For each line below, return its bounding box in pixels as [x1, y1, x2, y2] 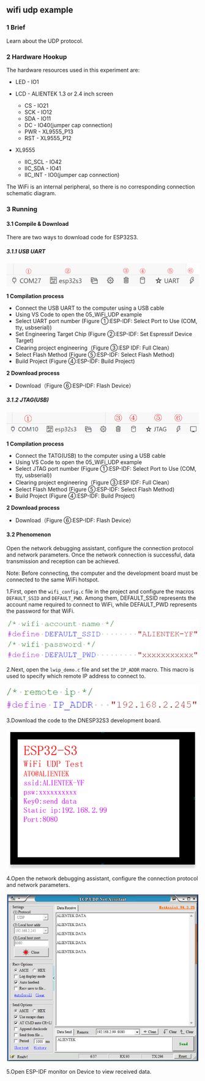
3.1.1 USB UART [6, 247, 46, 255]
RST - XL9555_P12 [24, 134, 72, 141]
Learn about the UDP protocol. [6, 37, 84, 45]
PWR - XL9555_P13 [24, 128, 73, 135]
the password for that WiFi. [6, 607, 75, 615]
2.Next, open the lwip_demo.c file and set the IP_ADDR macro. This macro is [6, 666, 195, 673]
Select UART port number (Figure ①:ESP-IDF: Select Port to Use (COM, [15, 317, 198, 324]
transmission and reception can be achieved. [6, 557, 120, 565]
